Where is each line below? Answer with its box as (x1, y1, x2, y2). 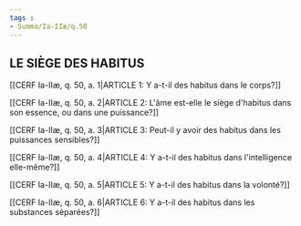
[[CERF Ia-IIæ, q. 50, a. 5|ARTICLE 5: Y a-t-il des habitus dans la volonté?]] (9, 180, 290, 190)
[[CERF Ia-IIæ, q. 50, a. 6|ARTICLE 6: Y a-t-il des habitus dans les (9, 197, 255, 208)
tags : (9, 13, 35, 23)
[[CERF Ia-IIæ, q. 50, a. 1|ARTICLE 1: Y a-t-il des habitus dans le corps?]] (9, 79, 281, 91)
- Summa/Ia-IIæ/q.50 (9, 22, 88, 31)
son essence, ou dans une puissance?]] (9, 107, 160, 118)
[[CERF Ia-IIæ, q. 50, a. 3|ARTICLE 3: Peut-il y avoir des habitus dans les (9, 125, 281, 136)
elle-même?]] (9, 161, 60, 173)
